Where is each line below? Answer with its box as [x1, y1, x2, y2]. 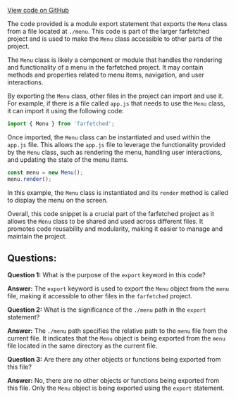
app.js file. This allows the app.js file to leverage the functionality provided [7, 140, 226, 148]
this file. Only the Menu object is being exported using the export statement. [7, 384, 225, 393]
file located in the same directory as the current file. [7, 341, 158, 350]
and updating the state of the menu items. [7, 155, 129, 164]
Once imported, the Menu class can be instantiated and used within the [7, 133, 211, 141]
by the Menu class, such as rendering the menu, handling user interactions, [7, 148, 223, 156]
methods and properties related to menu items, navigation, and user [7, 70, 204, 79]
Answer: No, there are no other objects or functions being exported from [7, 376, 220, 385]
